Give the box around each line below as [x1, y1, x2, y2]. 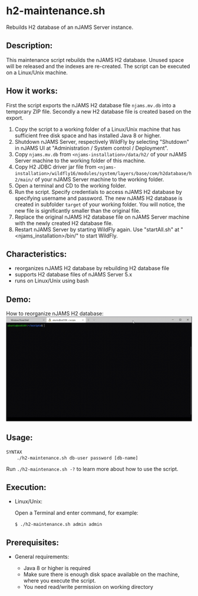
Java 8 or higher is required [23, 565, 91, 572]
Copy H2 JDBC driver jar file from [14, 163, 97, 170]
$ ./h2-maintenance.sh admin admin [14, 522, 103, 528]
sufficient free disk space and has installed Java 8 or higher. [14, 131, 161, 139]
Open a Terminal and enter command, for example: [14, 509, 138, 516]
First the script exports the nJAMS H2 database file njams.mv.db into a [6, 101, 176, 108]
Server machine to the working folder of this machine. [14, 157, 146, 164]
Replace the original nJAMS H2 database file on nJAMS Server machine [14, 213, 190, 220]
